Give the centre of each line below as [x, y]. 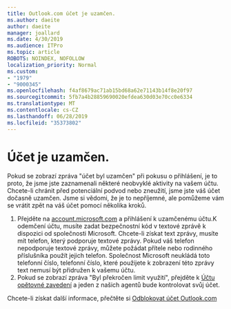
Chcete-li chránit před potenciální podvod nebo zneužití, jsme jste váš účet [114, 191]
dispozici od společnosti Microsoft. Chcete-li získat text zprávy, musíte [118, 234]
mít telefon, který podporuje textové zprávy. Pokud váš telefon [106, 241]
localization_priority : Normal [52, 65]
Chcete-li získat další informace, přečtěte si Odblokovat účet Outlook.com [112, 299]
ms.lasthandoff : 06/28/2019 [48, 116]
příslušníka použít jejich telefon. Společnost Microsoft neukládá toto [113, 256]
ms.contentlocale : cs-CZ [43, 110]
